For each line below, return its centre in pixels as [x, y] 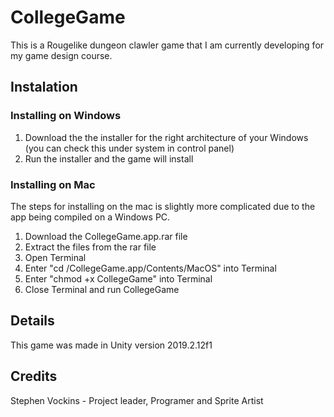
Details [32, 321]
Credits [34, 376]
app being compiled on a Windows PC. [90, 217]
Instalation [44, 87]
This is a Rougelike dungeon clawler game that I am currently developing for [167, 45]
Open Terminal [55, 257]
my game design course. [61, 55]
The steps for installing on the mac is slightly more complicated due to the [163, 206]
